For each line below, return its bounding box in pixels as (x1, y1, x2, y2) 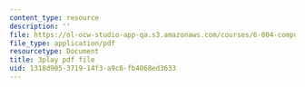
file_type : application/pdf (9, 38, 116, 48)
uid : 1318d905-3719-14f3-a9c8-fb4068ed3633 (9, 64, 177, 73)
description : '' (9, 22, 71, 31)
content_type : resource (9, 13, 100, 23)
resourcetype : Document (9, 47, 100, 56)
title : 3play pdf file (9, 55, 95, 64)
